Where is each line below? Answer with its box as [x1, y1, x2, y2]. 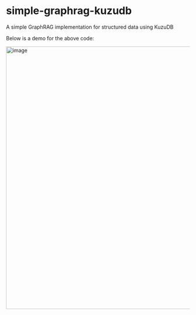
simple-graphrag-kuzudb [6, 4, 132, 18]
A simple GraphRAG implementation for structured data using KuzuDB [6, 23, 174, 30]
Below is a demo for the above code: [6, 34, 94, 41]
